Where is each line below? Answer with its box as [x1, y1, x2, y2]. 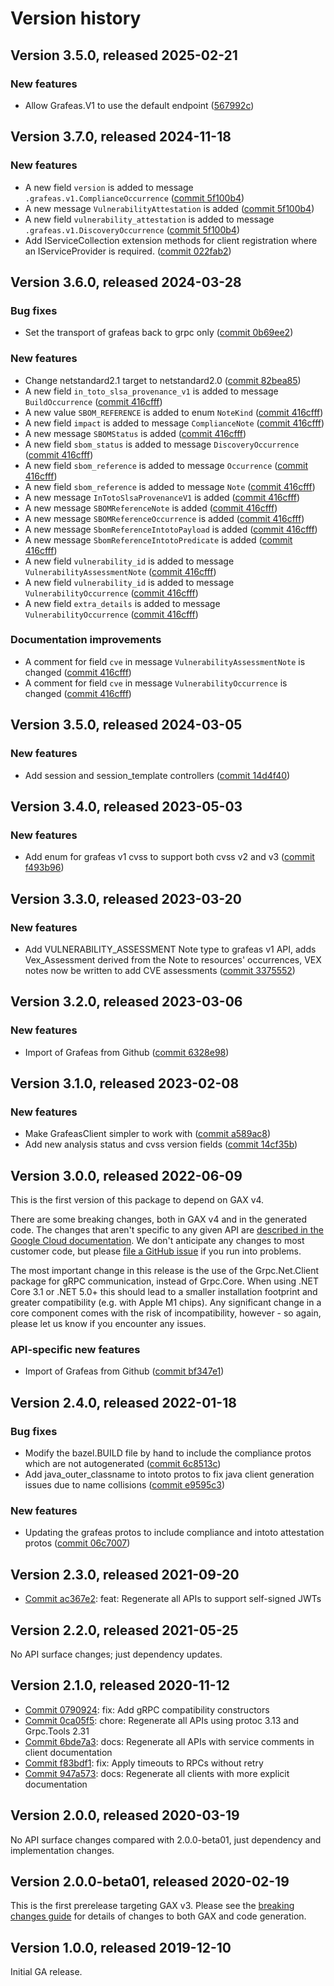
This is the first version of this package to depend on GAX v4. [10, 1194, 265, 1206]
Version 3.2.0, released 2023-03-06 [10, 993, 243, 1011]
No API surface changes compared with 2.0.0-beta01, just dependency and [10, 1833, 322, 1846]
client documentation [24, 1746, 113, 1758]
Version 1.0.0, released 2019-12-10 [10, 1939, 232, 1956]
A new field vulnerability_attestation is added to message [24, 213, 275, 225]
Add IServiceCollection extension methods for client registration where [24, 234, 318, 246]
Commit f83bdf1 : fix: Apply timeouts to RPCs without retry [24, 1757, 264, 1769]
